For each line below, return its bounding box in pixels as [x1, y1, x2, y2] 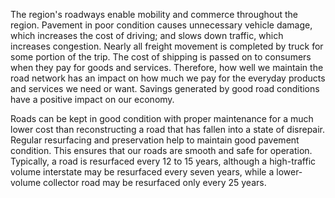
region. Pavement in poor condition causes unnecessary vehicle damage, [10, 19, 313, 31]
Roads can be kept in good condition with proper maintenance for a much [10, 113, 314, 124]
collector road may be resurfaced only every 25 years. [43, 177, 267, 188]
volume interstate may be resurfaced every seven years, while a [10, 166, 275, 178]
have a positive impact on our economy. [10, 94, 175, 105]
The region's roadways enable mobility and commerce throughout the [10, 9, 299, 20]
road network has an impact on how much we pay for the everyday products [10, 72, 326, 84]
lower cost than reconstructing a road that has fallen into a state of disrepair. [10, 124, 326, 135]
